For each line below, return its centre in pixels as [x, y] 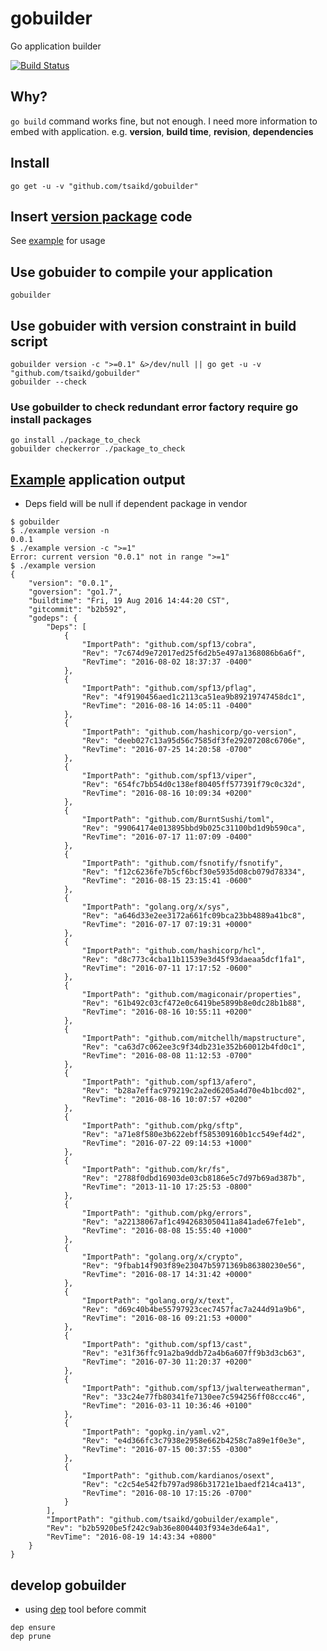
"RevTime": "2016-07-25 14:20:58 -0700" [167, 750]
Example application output [98, 479]
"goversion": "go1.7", [75, 592]
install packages [51, 419]
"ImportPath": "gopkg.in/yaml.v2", [155, 1432]
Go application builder [56, 46]
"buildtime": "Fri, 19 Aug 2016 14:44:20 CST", [129, 601]
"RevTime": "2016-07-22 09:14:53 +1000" [167, 1143]
